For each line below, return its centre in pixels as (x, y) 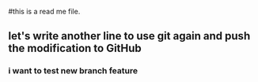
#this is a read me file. (44, 11)
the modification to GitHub (75, 48)
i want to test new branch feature (73, 71)
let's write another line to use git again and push (129, 36)
